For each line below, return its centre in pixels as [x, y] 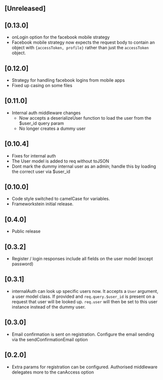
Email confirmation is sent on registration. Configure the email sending [83, 334]
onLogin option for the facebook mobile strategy [61, 37]
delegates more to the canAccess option [53, 372]
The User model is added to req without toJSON [60, 161]
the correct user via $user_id [41, 171]
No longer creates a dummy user [52, 128]
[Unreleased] [25, 9]
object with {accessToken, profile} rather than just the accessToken [80, 48]
